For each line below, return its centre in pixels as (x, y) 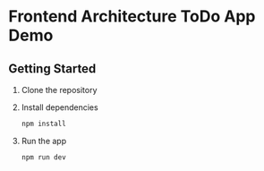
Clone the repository (59, 90)
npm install (43, 124)
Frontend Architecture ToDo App (132, 17)
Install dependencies (60, 107)
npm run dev (43, 157)
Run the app (44, 141)
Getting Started (52, 68)
